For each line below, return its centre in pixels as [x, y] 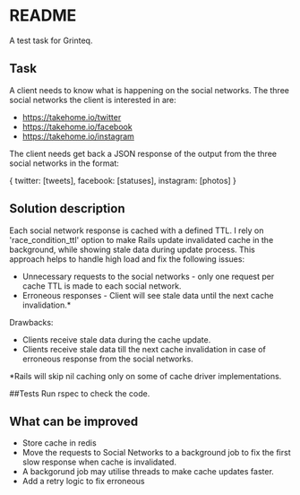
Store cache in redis [59, 443]
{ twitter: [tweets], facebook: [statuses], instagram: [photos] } [123, 180]
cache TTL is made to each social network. [102, 286]
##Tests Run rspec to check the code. [80, 393]
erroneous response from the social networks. [108, 359]
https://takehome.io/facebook [77, 126]
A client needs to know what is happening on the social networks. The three [149, 90]
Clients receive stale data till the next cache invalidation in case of [144, 349]
